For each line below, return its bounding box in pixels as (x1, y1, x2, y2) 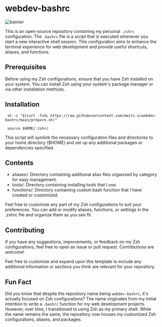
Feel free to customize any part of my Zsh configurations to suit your (5, 202, 142, 208)
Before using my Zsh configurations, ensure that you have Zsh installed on (5, 76, 153, 82)
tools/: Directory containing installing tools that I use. (12, 182, 117, 188)
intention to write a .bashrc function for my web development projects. (5, 301, 146, 307)
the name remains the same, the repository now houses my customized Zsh (5, 311, 156, 317)
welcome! (5, 249, 25, 255)
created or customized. (12, 192, 59, 198)
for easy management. (12, 177, 57, 182)
